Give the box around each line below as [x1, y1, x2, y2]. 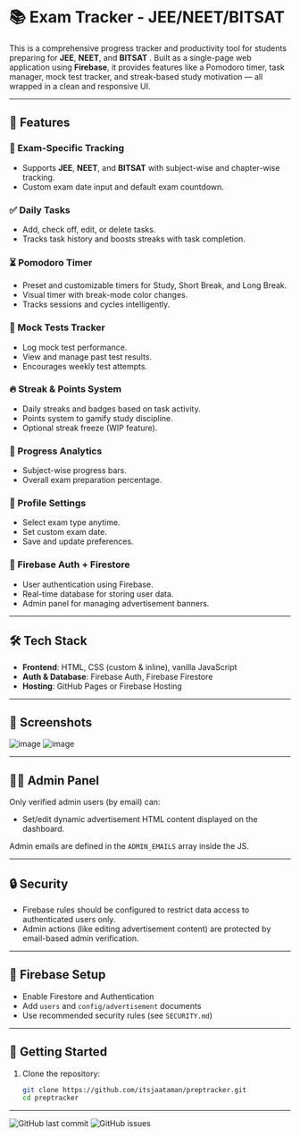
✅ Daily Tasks [9, 203, 71, 216]
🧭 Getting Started [9, 1044, 108, 1060]
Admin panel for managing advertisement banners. [21, 598, 210, 608]
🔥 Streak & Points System [9, 383, 122, 395]
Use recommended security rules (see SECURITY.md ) [21, 1010, 212, 1021]
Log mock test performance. [21, 342, 128, 352]
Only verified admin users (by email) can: [9, 797, 161, 808]
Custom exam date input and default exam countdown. [21, 181, 225, 192]
